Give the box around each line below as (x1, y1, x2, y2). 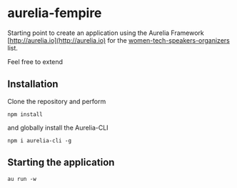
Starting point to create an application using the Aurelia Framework (7, 28, 205, 37)
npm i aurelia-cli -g (7, 137, 72, 144)
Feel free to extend (7, 57, 63, 66)
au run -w (7, 175, 37, 182)
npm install (7, 110, 43, 118)
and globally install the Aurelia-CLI (7, 123, 109, 132)
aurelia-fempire (7, 5, 102, 21)
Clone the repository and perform (7, 97, 106, 105)
